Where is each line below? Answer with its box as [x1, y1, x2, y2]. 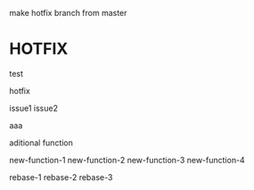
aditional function [9, 137, 74, 148]
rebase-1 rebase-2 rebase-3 [9, 171, 113, 182]
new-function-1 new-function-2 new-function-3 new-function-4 [9, 154, 245, 165]
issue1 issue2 [9, 103, 58, 113]
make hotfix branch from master [9, 8, 127, 18]
